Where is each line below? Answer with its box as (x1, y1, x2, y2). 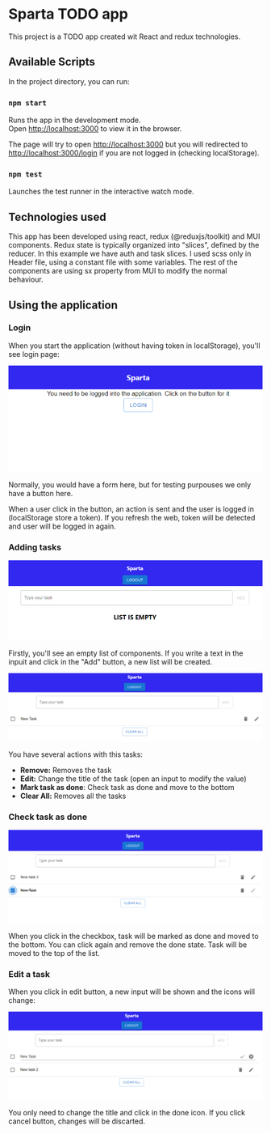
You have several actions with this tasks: (8, 750, 144, 759)
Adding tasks (8, 542, 62, 553)
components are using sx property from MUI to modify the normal (8, 266, 227, 276)
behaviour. (8, 274, 44, 284)
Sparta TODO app (8, 5, 129, 23)
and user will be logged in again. (8, 521, 117, 531)
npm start (8, 98, 47, 108)
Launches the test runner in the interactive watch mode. (8, 187, 195, 197)
